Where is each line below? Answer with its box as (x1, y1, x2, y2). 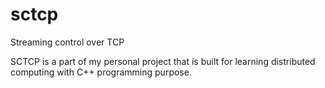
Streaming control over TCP (10, 36, 125, 48)
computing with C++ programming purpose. (10, 66, 192, 78)
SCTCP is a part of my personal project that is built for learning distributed (10, 55, 316, 67)
